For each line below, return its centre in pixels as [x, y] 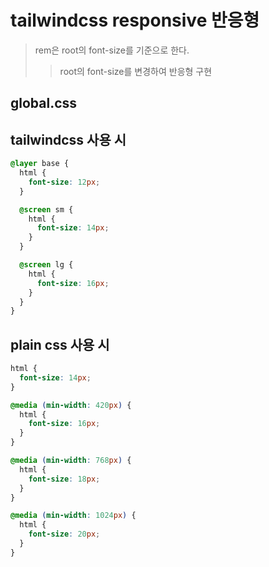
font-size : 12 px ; [64, 182]
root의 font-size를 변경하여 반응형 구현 [136, 71]
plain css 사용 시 [60, 344]
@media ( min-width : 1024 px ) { [73, 516]
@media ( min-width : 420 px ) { [71, 405]
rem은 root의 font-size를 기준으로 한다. [112, 50]
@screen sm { [46, 209]
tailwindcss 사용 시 [68, 139]
